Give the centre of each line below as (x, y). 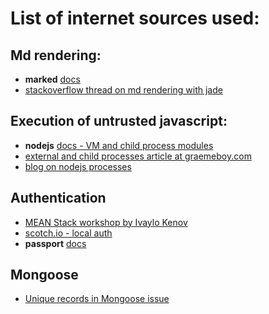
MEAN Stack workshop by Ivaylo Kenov (106, 222)
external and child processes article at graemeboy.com (138, 156)
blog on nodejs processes (78, 166)
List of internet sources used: (135, 18)
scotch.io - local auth (68, 233)
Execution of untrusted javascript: (119, 121)
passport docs (55, 243)
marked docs (52, 79)
